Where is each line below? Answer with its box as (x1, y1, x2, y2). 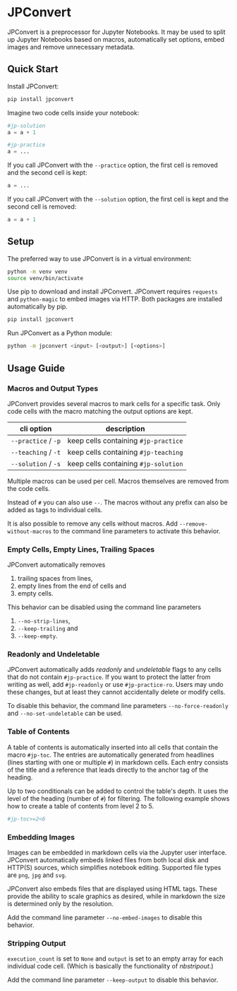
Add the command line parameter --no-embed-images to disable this (7, 913, 202, 922)
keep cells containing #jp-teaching (67, 447, 183, 457)
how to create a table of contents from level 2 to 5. (7, 801, 154, 810)
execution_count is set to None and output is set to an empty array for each (7, 954, 224, 963)
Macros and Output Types (7, 383, 99, 393)
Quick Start (7, 63, 59, 75)
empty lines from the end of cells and (17, 581, 127, 591)
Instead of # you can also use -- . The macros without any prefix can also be (7, 498, 228, 506)
